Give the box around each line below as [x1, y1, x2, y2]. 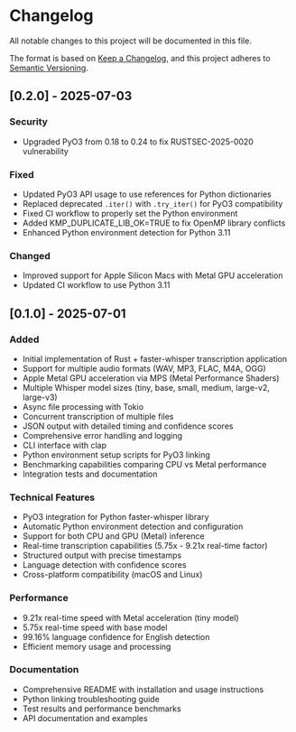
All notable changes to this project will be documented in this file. [9, 35, 253, 46]
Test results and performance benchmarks [22, 703, 182, 714]
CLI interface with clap [22, 440, 106, 450]
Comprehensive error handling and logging [22, 430, 183, 440]
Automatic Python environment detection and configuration [22, 521, 244, 533]
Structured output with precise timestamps [22, 550, 182, 561]
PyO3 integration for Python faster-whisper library [22, 512, 209, 523]
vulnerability [22, 145, 69, 156]
